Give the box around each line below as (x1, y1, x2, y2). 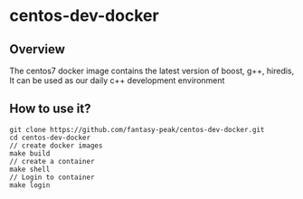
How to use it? (9, 101, 91, 117)
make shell (9, 165, 51, 174)
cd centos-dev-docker (9, 133, 91, 142)
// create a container (9, 156, 95, 166)
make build (9, 148, 51, 158)
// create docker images (9, 141, 103, 150)
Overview (9, 42, 66, 57)
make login (9, 180, 51, 190)
